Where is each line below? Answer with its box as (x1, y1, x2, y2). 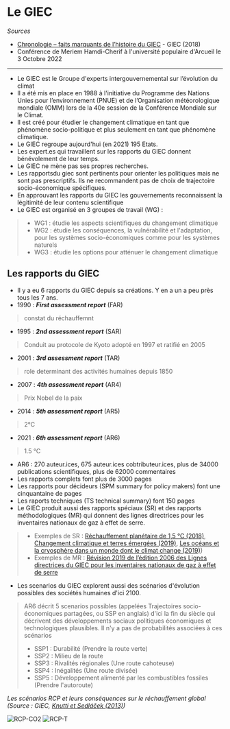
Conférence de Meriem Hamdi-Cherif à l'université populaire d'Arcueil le (16, 47, 221, 56)
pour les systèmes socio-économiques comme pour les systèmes (34, 233, 220, 241)
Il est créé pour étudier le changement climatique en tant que (16, 118, 190, 126)
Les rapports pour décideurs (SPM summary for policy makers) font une (16, 481, 220, 490)
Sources (7, 27, 31, 35)
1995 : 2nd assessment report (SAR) (16, 327, 122, 335)
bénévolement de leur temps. (16, 154, 101, 163)
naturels (34, 241, 57, 249)
